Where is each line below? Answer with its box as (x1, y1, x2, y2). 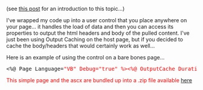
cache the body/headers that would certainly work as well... (6, 42, 155, 49)
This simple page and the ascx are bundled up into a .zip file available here (6, 77, 192, 83)
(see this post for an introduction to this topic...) (6, 5, 125, 12)
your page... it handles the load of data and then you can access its (6, 23, 174, 30)
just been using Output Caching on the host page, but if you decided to (6, 36, 183, 43)
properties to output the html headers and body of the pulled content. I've (6, 29, 190, 37)
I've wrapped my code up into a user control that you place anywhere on (6, 17, 187, 23)
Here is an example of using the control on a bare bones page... (6, 54, 165, 61)
